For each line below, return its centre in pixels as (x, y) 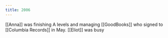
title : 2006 (18, 10)
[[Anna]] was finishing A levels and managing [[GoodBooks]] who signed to (84, 24)
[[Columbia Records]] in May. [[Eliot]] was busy (55, 30)
